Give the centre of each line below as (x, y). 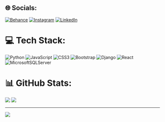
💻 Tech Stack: (35, 41)
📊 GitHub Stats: (39, 83)
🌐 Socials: (21, 8)
